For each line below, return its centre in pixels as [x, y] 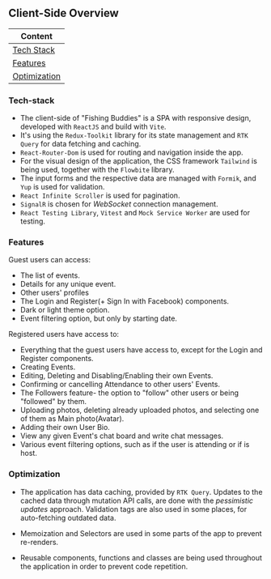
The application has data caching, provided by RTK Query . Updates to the [141, 492]
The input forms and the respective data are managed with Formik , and [138, 178]
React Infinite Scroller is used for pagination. [100, 196]
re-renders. [39, 542]
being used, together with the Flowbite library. [97, 170]
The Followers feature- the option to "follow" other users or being [129, 393]
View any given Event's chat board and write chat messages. [122, 436]
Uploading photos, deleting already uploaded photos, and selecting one [140, 410]
